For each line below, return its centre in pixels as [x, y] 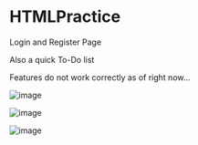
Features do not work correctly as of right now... [100, 77]
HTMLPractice [65, 17]
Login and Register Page [56, 42]
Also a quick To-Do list [52, 59]
